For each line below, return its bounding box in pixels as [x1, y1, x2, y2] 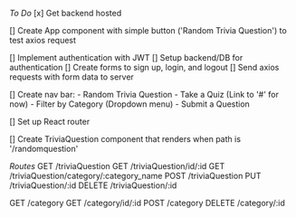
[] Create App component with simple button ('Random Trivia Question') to [9, 25, 287, 35]
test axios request [9, 35, 77, 45]
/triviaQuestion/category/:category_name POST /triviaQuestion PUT [9, 171, 262, 181]
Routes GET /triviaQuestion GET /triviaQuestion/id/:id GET [9, 161, 225, 171]
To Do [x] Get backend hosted [9, 8, 122, 18]
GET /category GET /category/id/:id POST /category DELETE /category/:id [9, 198, 285, 208]
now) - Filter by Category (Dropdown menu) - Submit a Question [9, 99, 251, 109]
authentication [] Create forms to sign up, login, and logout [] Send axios [9, 62, 280, 72]
